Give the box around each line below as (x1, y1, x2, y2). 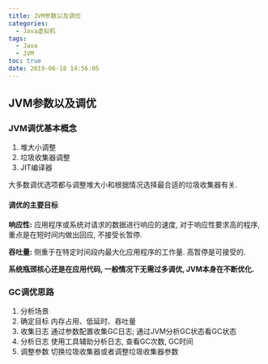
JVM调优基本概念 (8, 123, 78, 134)
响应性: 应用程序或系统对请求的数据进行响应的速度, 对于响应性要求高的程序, (8, 219, 261, 229)
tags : (8, 34, 27, 43)
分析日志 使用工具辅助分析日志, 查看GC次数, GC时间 (19, 336, 194, 346)
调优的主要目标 (8, 200, 58, 210)
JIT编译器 (19, 163, 53, 172)
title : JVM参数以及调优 (8, 11, 81, 20)
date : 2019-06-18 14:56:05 (8, 65, 100, 73)
